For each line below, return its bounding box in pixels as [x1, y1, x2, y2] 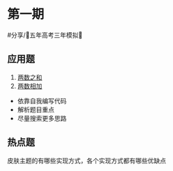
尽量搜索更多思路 [17, 114, 67, 122]
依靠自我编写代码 [17, 96, 67, 105]
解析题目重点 [17, 105, 54, 114]
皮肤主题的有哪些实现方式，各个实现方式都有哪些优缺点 [7, 156, 166, 165]
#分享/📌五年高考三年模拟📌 [7, 31, 83, 39]
